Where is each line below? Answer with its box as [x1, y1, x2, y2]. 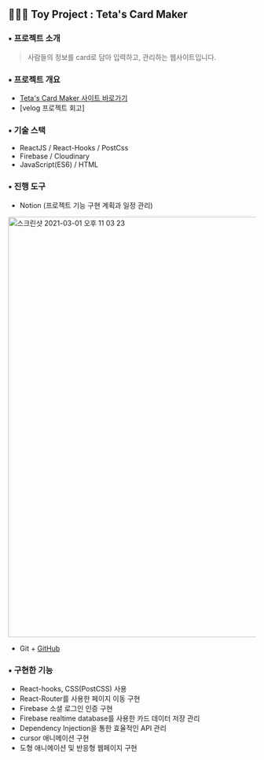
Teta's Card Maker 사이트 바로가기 [19, 93, 128, 102]
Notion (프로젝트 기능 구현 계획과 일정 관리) [19, 200, 153, 209]
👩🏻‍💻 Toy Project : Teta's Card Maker [8, 8, 189, 21]
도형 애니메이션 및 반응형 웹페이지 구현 [19, 743, 137, 752]
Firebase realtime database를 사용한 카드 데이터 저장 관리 [19, 714, 200, 723]
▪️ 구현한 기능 [8, 665, 53, 676]
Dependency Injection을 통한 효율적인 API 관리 [19, 723, 167, 732]
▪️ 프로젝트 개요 [8, 74, 60, 85]
